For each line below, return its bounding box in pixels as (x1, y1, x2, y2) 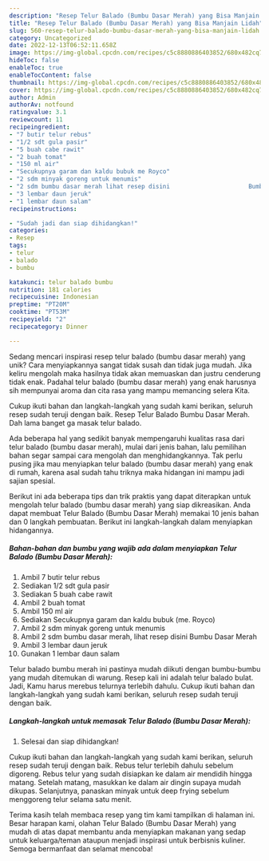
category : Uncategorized (9, 34, 92, 42)
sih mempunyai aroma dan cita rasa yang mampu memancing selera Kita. (9, 385, 251, 395)
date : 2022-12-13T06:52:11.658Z (9, 42, 117, 50)
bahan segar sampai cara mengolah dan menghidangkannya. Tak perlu (9, 450, 243, 460)
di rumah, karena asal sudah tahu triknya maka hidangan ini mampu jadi (9, 467, 245, 477)
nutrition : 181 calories (9, 285, 92, 294)
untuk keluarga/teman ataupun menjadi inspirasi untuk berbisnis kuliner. (9, 835, 246, 845)
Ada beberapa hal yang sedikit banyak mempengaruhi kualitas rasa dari (9, 433, 245, 443)
